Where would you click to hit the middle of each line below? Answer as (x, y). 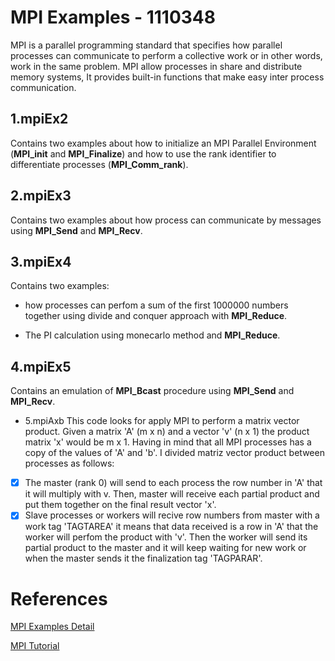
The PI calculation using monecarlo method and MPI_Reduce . (152, 335)
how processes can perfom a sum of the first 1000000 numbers (156, 305)
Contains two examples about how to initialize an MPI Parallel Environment (163, 143)
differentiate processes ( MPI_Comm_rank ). (99, 164)
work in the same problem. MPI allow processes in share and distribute (156, 66)
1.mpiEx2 (39, 119)
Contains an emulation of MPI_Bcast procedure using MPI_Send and (152, 391)
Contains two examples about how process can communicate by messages (166, 220)
